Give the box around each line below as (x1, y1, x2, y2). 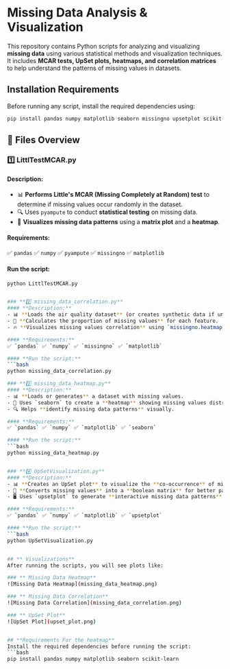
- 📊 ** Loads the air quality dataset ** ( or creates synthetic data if (7, 311, 215, 318)
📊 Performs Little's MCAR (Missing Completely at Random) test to (16, 191, 210, 199)
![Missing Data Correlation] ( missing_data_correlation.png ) (7, 600, 183, 607)
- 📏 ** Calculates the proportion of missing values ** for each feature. (7, 317, 219, 325)
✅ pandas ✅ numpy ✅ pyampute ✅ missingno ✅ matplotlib (7, 249, 164, 257)
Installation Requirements (7, 84, 120, 95)
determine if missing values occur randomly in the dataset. (16, 200, 183, 208)
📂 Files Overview (7, 134, 80, 146)
